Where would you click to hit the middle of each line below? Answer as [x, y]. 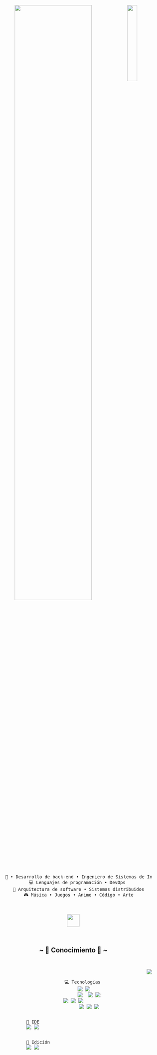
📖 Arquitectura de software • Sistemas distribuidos [78, 889]
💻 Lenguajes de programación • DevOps [77, 882]
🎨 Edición [38, 1042]
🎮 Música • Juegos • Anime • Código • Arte [79, 895]
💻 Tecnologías [82, 982]
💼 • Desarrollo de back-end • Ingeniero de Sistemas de [75, 877]
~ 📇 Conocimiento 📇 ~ [73, 950]
